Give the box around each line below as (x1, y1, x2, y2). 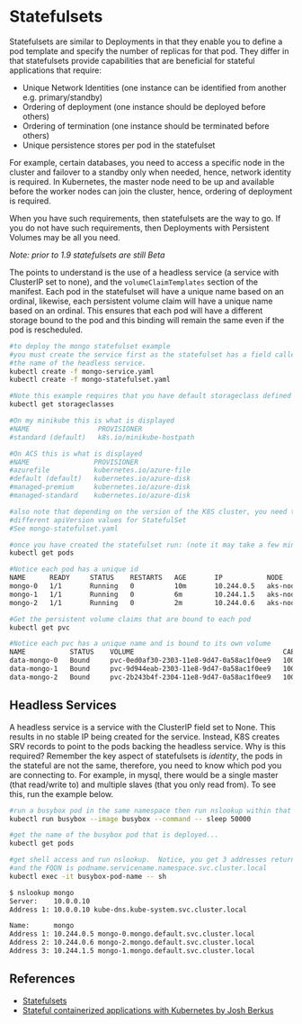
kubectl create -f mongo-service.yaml (9, 367, 155, 376)
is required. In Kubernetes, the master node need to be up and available (9, 176, 275, 186)
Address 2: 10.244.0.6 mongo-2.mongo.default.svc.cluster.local (9, 938, 255, 947)
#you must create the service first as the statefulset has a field (9, 349, 271, 359)
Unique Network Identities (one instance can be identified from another (22, 82, 287, 93)
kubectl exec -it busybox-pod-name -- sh (9, 872, 167, 881)
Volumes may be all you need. (9, 231, 121, 242)
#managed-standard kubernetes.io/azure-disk (9, 491, 191, 501)
